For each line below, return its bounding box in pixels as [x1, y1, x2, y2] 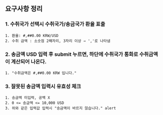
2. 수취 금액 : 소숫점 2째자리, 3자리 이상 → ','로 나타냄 [5, 38, 111, 43]
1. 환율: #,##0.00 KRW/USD [5, 33, 59, 38]
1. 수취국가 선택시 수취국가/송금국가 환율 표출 [5, 21, 105, 28]
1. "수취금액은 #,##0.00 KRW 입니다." [5, 71, 77, 76]
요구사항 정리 [5, 4, 43, 13]
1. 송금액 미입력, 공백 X [5, 95, 50, 100]
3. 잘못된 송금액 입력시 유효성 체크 [5, 83, 81, 90]
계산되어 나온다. [10, 58, 47, 65]
